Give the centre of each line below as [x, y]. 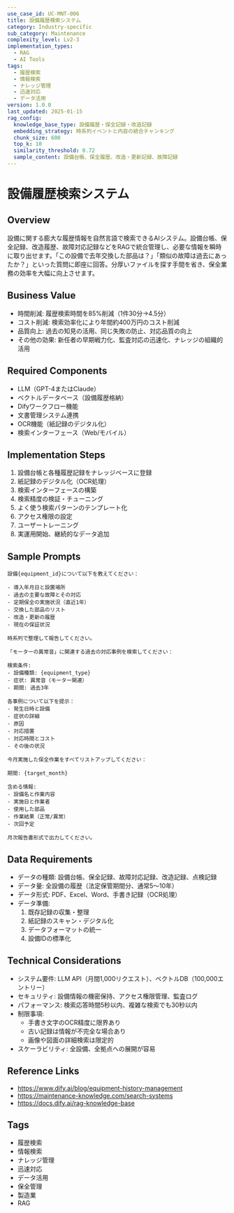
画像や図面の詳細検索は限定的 [71, 1040]
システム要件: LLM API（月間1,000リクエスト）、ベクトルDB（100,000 [117, 978]
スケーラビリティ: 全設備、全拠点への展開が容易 [86, 1048]
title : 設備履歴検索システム [44, 20]
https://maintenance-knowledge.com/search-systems [95, 1095]
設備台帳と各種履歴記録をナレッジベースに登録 [85, 473]
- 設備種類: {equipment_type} [49, 673]
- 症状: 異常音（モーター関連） [47, 681]
